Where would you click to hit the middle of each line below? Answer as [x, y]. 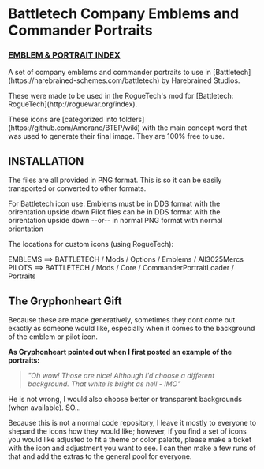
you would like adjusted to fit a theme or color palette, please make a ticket [130, 440]
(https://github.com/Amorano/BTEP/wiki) [74, 128]
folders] [132, 120]
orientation [26, 229]
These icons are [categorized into [63, 120]
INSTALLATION [46, 161]
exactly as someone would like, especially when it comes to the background [132, 329]
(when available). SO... [45, 408]
